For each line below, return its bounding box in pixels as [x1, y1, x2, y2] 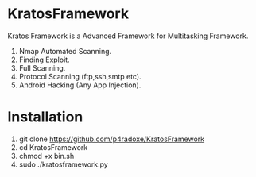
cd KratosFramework [18, 142, 88, 152]
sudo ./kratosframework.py [18, 160, 108, 169]
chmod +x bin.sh [18, 151, 75, 160]
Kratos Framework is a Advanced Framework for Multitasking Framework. [7, 31, 249, 40]
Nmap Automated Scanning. [18, 46, 112, 56]
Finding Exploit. [18, 55, 70, 64]
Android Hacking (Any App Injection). [18, 80, 142, 90]
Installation [7, 108, 83, 126]
